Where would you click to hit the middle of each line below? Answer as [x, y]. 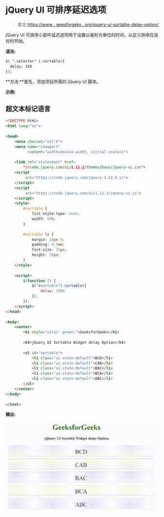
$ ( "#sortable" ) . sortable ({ [59, 286]
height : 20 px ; [46, 255]
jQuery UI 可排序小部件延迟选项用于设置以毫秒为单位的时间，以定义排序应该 [82, 35]
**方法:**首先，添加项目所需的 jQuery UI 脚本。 [53, 82]
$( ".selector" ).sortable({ [35, 61]
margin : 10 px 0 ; [48, 239]
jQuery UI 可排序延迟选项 [56, 10]
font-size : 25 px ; [49, 250]
